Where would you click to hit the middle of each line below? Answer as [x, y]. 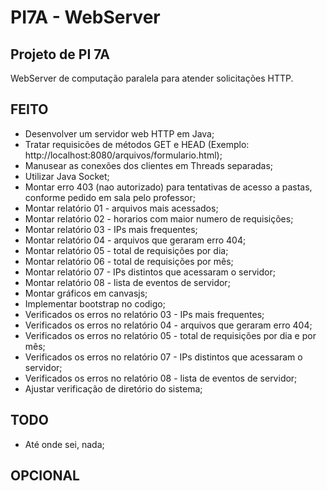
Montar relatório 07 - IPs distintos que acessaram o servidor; [150, 272]
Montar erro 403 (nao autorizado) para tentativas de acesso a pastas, [168, 187]
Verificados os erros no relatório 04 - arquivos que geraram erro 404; [168, 325]
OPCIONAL [45, 476]
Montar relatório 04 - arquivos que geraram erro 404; [135, 240]
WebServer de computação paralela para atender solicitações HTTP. [152, 78]
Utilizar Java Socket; [67, 176]
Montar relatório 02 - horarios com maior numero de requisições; [159, 218]
